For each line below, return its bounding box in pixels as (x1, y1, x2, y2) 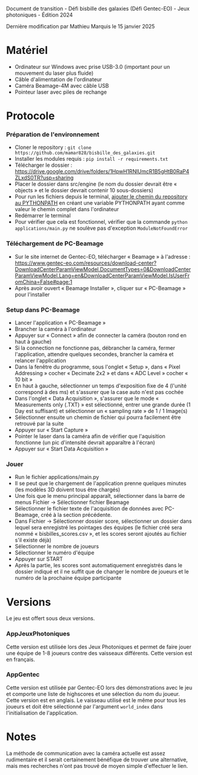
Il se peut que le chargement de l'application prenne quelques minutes (14, 480, 187, 487)
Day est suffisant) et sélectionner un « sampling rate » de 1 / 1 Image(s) (14, 408, 188, 415)
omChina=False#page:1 (14, 278, 73, 285)
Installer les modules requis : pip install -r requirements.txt (14, 155, 168, 163)
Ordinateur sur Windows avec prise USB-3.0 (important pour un (14, 63, 170, 70)
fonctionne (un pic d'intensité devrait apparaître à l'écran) (14, 439, 155, 446)
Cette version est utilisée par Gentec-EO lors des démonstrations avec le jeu (6, 684, 193, 691)
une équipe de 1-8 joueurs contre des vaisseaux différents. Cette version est (6, 649, 193, 656)
